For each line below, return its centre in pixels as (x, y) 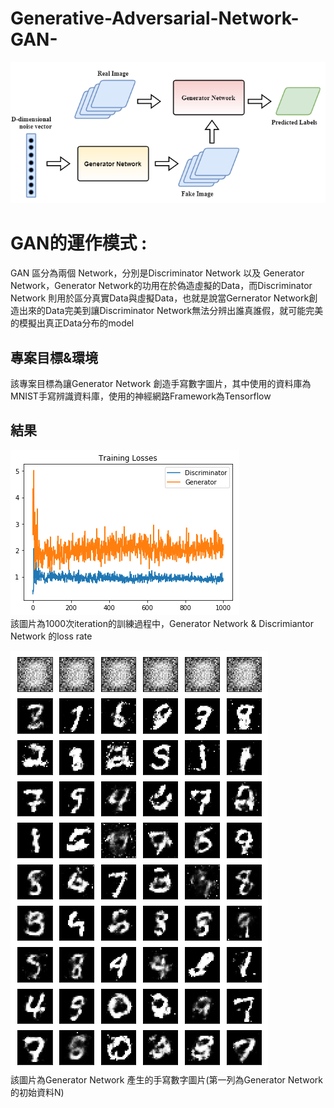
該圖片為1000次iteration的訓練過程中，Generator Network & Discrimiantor (162, 623)
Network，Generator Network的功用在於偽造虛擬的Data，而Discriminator (161, 286)
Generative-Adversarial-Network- (155, 18)
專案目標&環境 (54, 357)
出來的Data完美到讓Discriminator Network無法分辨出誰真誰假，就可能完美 (171, 311)
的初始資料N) (37, 1092)
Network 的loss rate (51, 636)
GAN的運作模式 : (79, 243)
